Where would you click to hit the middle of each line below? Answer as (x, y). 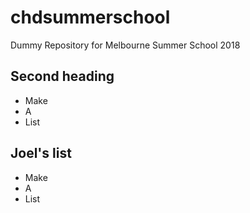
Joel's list (41, 153)
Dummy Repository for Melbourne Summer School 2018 (125, 45)
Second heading (62, 76)
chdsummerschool (90, 17)
